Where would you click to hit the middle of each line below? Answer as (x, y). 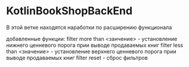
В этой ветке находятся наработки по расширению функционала (89, 27)
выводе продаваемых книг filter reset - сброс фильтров (77, 58)
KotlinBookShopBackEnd (69, 11)
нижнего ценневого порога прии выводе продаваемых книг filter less (95, 45)
